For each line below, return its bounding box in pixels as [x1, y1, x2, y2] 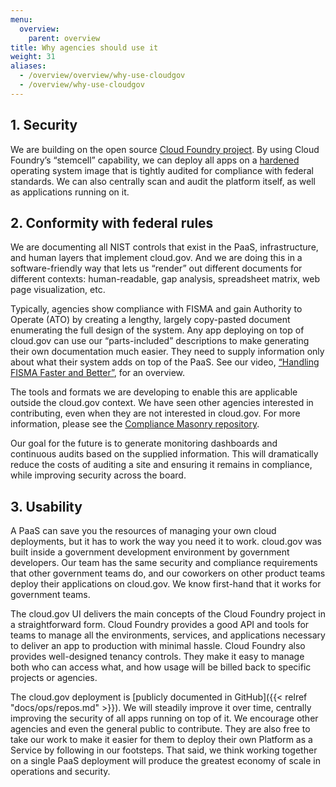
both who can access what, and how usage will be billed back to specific [10, 661, 312, 673]
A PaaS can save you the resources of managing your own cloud [10, 525, 277, 537]
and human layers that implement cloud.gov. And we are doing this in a [10, 252, 303, 264]
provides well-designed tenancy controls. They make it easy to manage [10, 651, 305, 663]
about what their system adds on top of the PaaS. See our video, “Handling [10, 356, 320, 368]
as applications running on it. [10, 186, 130, 198]
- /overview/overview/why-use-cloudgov [19, 71, 186, 81]
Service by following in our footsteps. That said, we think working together [10, 744, 318, 756]
